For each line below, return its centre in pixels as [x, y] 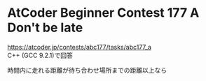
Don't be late [45, 28]
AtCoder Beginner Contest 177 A [103, 13]
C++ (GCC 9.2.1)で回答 [40, 55]
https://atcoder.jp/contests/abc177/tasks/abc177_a [80, 47]
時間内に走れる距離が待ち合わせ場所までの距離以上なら [87, 70]
